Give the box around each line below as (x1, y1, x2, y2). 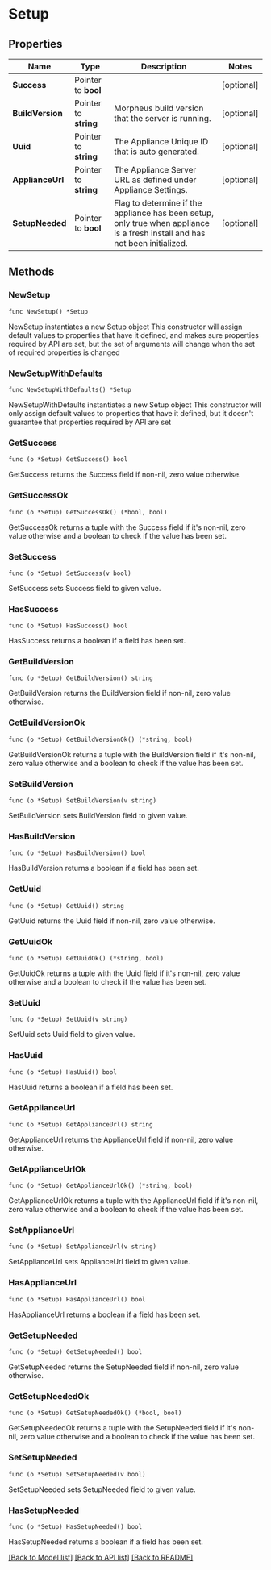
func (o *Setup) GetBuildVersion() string (8, 674, 153, 682)
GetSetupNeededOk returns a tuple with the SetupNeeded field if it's (8, 1423, 237, 1433)
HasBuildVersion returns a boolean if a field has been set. (8, 864, 199, 873)
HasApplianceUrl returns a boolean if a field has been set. (8, 1310, 201, 1319)
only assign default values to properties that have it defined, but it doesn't (8, 408, 254, 418)
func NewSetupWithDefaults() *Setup (8, 385, 131, 394)
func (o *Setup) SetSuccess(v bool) (8, 569, 131, 577)
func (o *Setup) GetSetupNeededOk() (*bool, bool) (8, 1409, 182, 1418)
